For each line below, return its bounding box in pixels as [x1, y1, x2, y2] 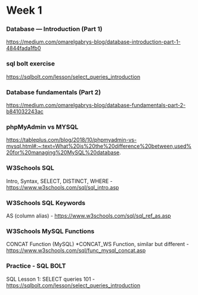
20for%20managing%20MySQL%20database [6, 149, 120, 156]
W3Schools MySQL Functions [6, 227, 95, 235]
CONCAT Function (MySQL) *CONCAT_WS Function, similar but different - [6, 241, 189, 248]
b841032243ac [6, 108, 44, 115]
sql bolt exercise [6, 60, 55, 68]
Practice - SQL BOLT [6, 262, 67, 270]
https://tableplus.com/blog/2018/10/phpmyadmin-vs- [6, 136, 137, 144]
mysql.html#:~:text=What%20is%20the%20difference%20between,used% [6, 142, 192, 150]
